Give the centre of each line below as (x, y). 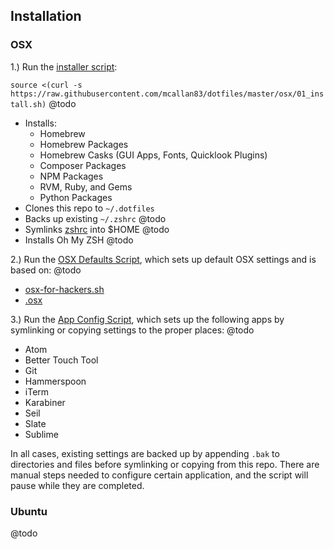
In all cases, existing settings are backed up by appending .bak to (145, 453)
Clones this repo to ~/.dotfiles (89, 208)
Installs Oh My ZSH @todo (79, 240)
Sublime (41, 434)
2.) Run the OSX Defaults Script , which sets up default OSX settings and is (163, 259)
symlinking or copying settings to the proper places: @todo (132, 330)
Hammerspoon (55, 381)
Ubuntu (29, 511)
